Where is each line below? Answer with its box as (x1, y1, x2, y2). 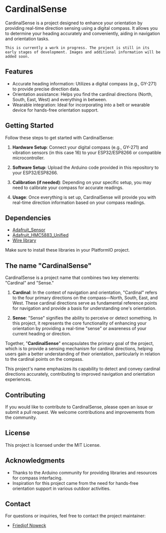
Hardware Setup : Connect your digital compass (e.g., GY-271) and (12, 144, 148, 150)
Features (5, 67, 33, 76)
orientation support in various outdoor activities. (12, 485, 111, 491)
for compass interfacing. (12, 475, 63, 481)
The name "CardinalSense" (5, 262, 92, 270)
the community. (5, 414, 37, 420)
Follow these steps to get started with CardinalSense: (5, 134, 114, 140)
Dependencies (5, 213, 51, 222)
